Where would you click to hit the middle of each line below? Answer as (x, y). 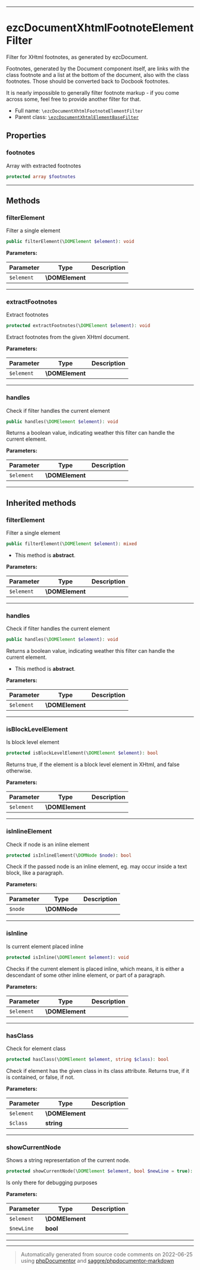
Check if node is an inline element (48, 844)
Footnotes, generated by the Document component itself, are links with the (98, 69)
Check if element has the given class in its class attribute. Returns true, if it (98, 1070)
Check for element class (36, 1048)
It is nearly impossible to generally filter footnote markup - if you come (93, 92)
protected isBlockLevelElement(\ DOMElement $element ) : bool (82, 753)
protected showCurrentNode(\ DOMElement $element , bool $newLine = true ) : (100, 1171)
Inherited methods (41, 503)
